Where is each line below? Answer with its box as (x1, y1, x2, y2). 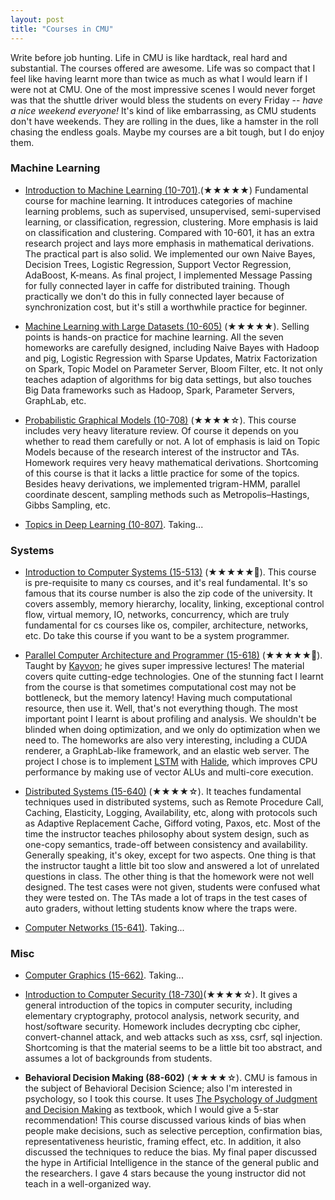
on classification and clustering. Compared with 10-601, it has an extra (24, 226, 315, 238)
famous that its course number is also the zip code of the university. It (24, 587, 313, 600)
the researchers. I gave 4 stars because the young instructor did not (24, 1167, 307, 1180)
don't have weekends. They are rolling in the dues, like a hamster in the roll (10, 115, 319, 127)
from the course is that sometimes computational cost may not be (24, 681, 297, 693)
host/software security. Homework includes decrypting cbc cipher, (24, 1021, 301, 1033)
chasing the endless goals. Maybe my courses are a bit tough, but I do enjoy (10, 126, 325, 138)
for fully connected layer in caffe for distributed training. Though (24, 279, 291, 291)
